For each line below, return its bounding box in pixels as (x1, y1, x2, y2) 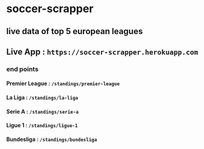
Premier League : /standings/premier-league (6, 80, 120, 87)
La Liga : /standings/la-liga (6, 94, 79, 102)
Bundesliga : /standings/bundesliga (6, 136, 97, 143)
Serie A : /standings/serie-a (6, 108, 79, 115)
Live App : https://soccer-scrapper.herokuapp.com (6, 46, 199, 57)
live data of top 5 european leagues (6, 26, 143, 36)
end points (6, 64, 39, 73)
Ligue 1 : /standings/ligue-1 (6, 122, 78, 129)
